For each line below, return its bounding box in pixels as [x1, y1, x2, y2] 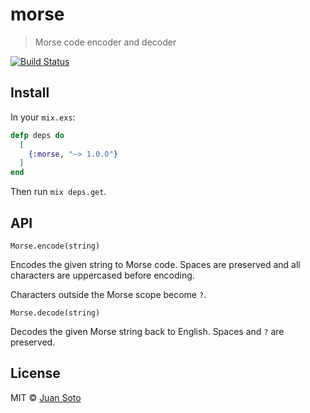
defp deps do [10, 130, 65, 140]
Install [10, 84, 50, 102]
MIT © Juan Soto [10, 391, 82, 403]
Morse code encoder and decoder [34, 36, 177, 48]
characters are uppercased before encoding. [10, 269, 195, 281]
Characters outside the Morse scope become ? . [10, 288, 207, 300]
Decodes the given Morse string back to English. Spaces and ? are [10, 325, 285, 337]
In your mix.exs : [10, 111, 76, 123]
